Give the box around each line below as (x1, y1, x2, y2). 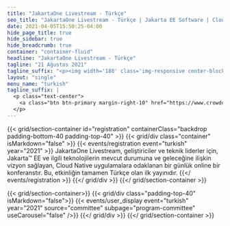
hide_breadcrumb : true (7, 42, 72, 49)
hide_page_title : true (7, 29, 72, 36)
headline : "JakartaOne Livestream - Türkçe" (7, 55, 136, 62)
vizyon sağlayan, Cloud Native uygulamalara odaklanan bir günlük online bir (7, 161, 221, 169)
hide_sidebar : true (7, 36, 63, 43)
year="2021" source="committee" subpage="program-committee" (7, 203, 196, 212)
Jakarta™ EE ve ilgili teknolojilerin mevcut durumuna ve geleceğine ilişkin (7, 154, 212, 162)
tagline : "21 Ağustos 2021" (7, 61, 88, 68)
